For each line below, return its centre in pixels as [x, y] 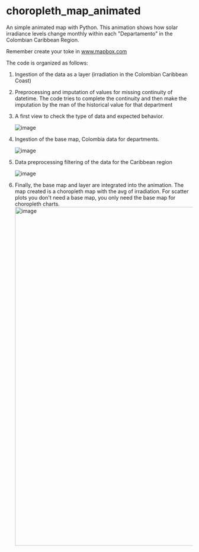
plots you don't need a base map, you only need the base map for [95, 197]
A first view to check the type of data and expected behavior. [89, 116]
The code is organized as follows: [47, 63]
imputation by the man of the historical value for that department [94, 104]
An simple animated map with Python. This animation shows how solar [92, 27]
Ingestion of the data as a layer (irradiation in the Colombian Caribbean [101, 74]
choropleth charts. [37, 204]
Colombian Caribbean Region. [43, 40]
